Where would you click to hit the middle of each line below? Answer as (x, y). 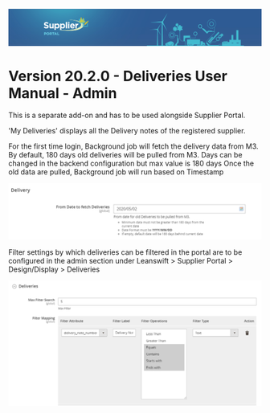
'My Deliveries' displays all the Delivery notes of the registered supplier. (127, 131)
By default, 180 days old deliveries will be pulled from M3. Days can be (125, 155)
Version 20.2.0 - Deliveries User (118, 76)
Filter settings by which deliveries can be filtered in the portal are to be (125, 252)
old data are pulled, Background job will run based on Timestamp (116, 172)
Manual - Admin (63, 93)
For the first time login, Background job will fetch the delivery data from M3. (133, 146)
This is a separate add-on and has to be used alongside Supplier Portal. (127, 115)
